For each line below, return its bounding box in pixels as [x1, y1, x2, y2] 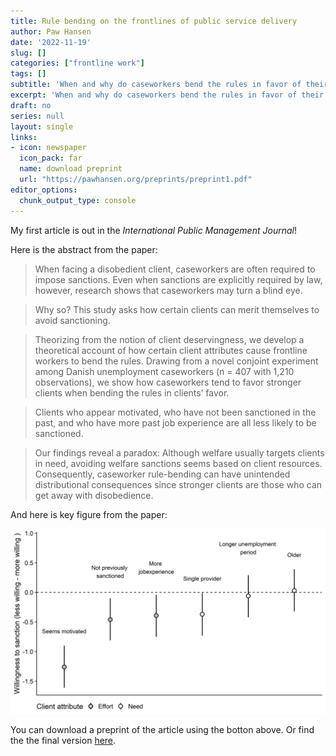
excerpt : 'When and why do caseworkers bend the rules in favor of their [10, 90, 325, 100]
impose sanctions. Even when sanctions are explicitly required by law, [34, 273, 323, 285]
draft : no [10, 100, 52, 110]
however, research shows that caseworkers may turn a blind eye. [34, 284, 303, 296]
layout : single [10, 121, 74, 132]
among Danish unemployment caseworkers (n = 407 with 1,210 [34, 365, 295, 377]
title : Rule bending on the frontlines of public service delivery [10, 16, 298, 26]
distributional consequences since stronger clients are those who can [34, 478, 323, 490]
